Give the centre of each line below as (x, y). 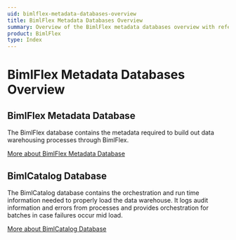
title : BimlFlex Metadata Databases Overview (75, 20)
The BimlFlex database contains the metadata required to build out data (111, 133)
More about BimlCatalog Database (57, 229)
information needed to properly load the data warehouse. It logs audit (108, 200)
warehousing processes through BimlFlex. (68, 140)
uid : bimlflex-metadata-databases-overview (72, 14)
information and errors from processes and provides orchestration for (108, 208)
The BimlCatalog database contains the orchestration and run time (103, 192)
